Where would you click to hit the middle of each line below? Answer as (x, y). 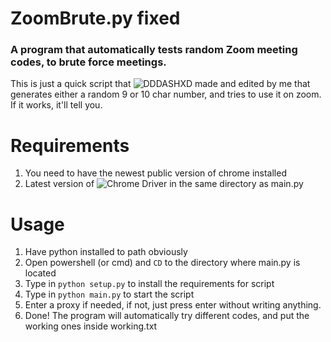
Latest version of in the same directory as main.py (164, 184)
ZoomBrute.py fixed (95, 18)
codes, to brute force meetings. (88, 62)
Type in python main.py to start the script (109, 294)
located (40, 273)
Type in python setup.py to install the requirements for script (149, 284)
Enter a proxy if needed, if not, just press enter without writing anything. (173, 305)
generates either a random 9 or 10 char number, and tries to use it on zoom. (166, 94)
